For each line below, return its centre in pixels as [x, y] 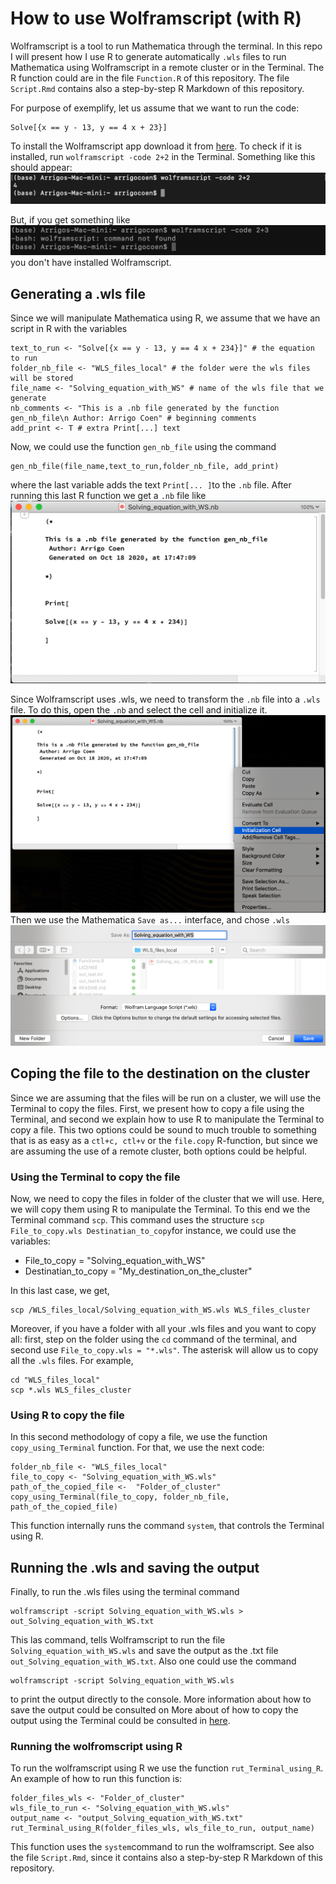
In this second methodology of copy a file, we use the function [139, 1437]
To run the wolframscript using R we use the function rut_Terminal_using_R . [167, 1768]
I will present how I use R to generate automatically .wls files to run [148, 56]
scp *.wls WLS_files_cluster [71, 1390]
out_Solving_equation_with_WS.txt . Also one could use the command [153, 1661]
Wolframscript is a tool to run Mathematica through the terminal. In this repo [166, 46]
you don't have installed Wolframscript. [91, 263]
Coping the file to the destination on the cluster [160, 1073]
